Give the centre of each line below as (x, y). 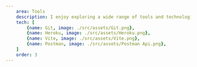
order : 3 (27, 55)
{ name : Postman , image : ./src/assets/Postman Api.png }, (96, 44)
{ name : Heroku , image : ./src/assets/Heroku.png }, (89, 33)
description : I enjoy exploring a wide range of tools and (90, 17)
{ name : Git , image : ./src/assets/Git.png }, (81, 28)
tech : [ (25, 22)
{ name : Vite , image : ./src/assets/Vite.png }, (84, 38)
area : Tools (31, 11)
